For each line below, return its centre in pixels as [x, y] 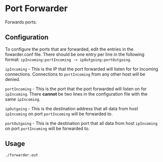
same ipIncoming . [23, 99]
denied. [13, 79]
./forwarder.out [21, 155]
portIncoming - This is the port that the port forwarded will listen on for [76, 89]
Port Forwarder [36, 9]
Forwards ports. [21, 22]
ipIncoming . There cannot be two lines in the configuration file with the [76, 94]
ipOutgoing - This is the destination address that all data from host [71, 108]
